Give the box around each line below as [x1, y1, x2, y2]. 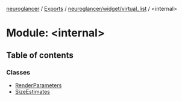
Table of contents [6, 50, 74, 60]
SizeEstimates [14, 88, 50, 95]
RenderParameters [14, 81, 62, 89]
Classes [6, 68, 31, 76]
